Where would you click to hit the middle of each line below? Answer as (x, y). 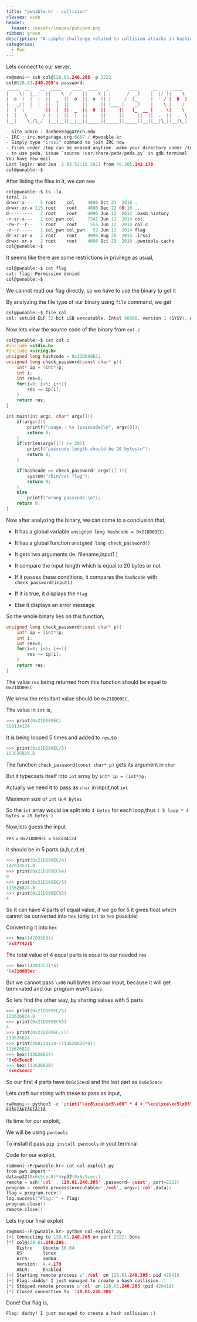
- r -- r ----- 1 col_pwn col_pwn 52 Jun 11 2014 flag (76, 230)
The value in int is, (29, 710)
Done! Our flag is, (27, 1303)
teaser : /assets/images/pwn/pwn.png (56, 28)
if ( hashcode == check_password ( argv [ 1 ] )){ (72, 471)
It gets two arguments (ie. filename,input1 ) (66, 554)
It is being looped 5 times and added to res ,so (62, 737)
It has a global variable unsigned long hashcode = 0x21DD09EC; (90, 531)
